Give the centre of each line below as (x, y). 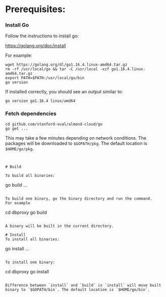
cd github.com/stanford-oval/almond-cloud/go (54, 124)
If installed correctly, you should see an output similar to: (64, 92)
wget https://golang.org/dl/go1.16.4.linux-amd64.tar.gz (66, 65)
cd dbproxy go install (27, 271)
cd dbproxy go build (26, 212)
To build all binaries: (30, 175)
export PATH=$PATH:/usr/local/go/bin (45, 78)
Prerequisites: (35, 9)
